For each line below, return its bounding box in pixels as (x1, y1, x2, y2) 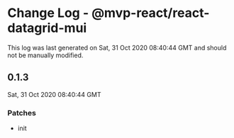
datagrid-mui (7, 20, 87, 36)
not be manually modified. (7, 51, 84, 59)
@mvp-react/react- (91, 5, 210, 21)
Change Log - (7, 5, 89, 21)
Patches (7, 108, 37, 117)
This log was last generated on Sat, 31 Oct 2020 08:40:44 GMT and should (7, 43, 227, 52)
